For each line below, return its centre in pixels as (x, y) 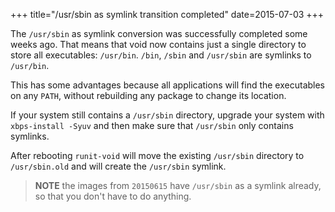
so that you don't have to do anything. (113, 196)
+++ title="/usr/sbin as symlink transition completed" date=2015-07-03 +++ (167, 14)
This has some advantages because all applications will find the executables (168, 85)
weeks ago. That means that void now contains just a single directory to (158, 44)
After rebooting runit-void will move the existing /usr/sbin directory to (157, 155)
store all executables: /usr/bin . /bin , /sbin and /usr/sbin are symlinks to (161, 55)
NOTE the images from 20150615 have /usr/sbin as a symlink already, (178, 185)
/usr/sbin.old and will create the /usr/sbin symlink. (118, 166)
